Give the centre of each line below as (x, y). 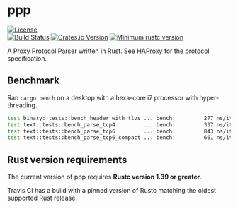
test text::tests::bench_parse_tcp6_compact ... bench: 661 (110, 138)
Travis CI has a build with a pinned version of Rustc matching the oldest (112, 191)
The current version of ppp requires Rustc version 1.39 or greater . (104, 177)
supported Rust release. (42, 198)
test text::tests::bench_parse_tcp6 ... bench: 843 (110, 131)
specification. (27, 58)
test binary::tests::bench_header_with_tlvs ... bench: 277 (110, 118)
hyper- (209, 97)
